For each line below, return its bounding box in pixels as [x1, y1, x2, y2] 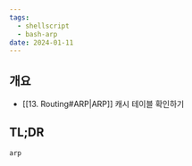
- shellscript [17, 21, 70, 30]
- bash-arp [17, 29, 58, 38]
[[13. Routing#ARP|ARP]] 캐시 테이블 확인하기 [21, 99, 185, 110]
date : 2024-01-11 [9, 37, 74, 47]
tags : [9, 12, 29, 22]
